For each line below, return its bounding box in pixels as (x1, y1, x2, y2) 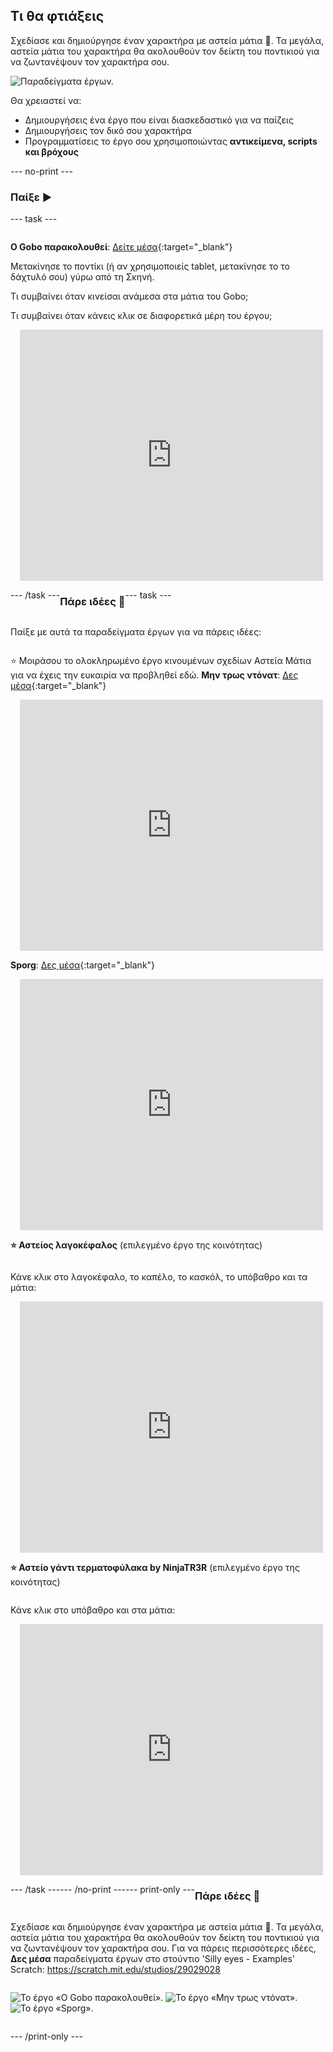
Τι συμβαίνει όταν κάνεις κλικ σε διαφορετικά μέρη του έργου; (10, 310, 273, 322)
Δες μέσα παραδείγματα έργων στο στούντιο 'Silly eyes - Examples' (10, 1952, 296, 1964)
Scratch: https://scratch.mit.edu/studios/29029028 (10, 1963, 221, 1975)
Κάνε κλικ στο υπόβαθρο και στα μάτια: (10, 1604, 176, 1616)
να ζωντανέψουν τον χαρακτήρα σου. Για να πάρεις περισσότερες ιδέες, (10, 1942, 317, 1954)
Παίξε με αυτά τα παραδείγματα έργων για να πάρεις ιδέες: (10, 626, 262, 638)
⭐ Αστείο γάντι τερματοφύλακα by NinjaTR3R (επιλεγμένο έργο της (10, 1562, 300, 1574)
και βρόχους (24, 145, 79, 158)
